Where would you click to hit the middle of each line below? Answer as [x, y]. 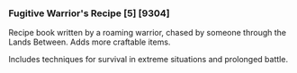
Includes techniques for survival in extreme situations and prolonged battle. [148, 60]
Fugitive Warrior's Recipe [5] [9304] [89, 13]
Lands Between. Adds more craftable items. [90, 42]
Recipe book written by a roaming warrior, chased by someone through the [148, 33]
